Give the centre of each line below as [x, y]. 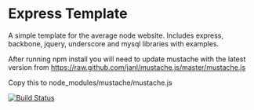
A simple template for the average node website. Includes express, [116, 35]
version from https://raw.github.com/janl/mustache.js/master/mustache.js [127, 67]
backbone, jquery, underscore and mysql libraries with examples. [114, 43]
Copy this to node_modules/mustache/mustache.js [90, 82]
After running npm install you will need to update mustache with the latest [127, 59]
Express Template [68, 14]
